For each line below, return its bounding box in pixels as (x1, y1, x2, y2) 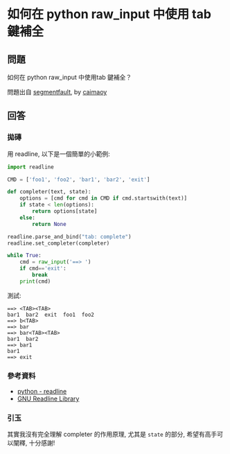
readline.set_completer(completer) (7, 240, 110, 247)
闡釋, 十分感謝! (12, 439, 55, 447)
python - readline (17, 387, 67, 396)
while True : (7, 252, 42, 259)
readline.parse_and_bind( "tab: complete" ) (7, 233, 132, 240)
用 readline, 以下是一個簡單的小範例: (7, 150, 110, 158)
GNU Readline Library (17, 394, 80, 403)
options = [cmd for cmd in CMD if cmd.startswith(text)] (19, 195, 188, 202)
